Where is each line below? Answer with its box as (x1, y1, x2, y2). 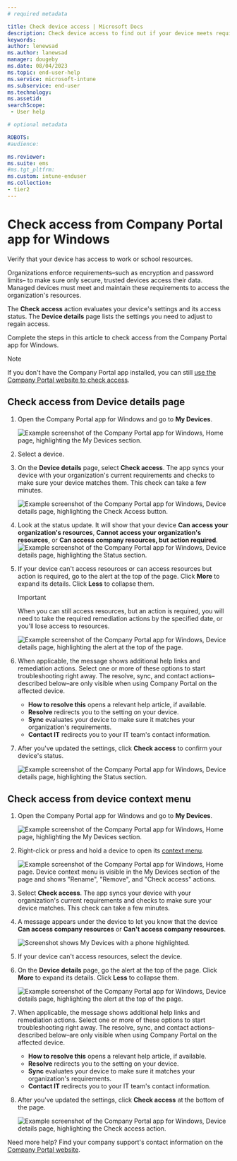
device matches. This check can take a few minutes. (17, 904, 171, 913)
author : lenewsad (7, 43, 59, 50)
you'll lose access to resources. (17, 622, 110, 630)
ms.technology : (7, 89, 52, 96)
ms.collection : (7, 179, 52, 187)
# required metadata (7, 10, 68, 18)
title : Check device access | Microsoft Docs (7, 23, 143, 30)
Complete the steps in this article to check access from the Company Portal (7, 333, 227, 342)
